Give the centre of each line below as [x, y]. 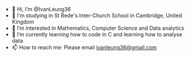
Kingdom [23, 22]
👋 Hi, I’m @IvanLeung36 [41, 9]
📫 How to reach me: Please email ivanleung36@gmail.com [84, 47]
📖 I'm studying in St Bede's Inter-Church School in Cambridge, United [97, 15]
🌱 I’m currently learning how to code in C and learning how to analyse [97, 34]
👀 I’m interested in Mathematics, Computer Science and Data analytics [98, 28]
